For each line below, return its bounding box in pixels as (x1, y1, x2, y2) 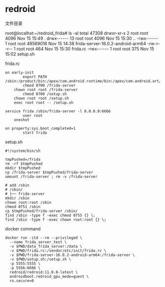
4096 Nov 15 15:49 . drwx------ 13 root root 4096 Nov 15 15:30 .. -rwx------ (5, 35, 158, 41)
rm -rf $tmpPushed (5, 161, 43, 166)
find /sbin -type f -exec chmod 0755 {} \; (5, 213, 96, 218)
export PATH (23, 74, 48, 79)
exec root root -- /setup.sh (14, 100, 74, 105)
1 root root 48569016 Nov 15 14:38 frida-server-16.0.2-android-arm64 (5, 40, 146, 46)
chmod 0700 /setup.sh (23, 91, 67, 96)
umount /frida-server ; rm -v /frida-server (5, 174, 98, 179)
